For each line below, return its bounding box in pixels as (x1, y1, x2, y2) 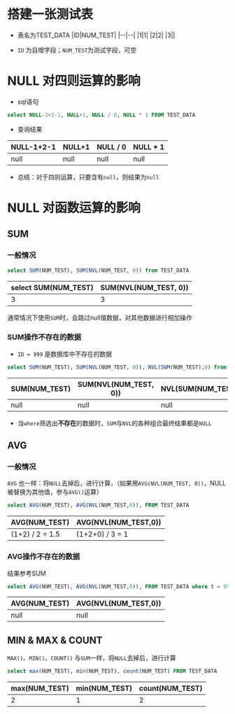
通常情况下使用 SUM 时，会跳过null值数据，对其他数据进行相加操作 (7, 313, 192, 322)
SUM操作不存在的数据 (7, 332, 82, 342)
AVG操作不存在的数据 (7, 551, 80, 561)
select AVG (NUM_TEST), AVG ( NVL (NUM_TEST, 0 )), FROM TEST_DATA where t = (7, 583, 220, 590)
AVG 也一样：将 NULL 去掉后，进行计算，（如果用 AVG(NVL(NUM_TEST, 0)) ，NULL (7, 479, 227, 488)
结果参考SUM (7, 569, 47, 577)
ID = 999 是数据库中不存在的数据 (17, 350, 113, 358)
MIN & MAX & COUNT (7, 634, 103, 646)
